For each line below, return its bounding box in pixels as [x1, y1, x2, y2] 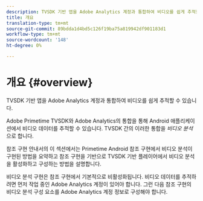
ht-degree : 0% [6, 43, 42, 49]
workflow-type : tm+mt [6, 31, 61, 37]
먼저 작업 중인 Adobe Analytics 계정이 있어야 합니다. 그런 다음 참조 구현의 [17, 180, 192, 188]
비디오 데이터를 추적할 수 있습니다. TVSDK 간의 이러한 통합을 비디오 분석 [22, 124, 193, 132]
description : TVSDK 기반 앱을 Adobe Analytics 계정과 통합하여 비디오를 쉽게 [6, 8, 185, 15]
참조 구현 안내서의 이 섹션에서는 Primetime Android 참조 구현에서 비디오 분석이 [6, 145, 193, 152]
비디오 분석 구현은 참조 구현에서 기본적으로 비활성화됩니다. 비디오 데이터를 [6, 173, 181, 180]
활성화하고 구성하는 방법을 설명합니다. [12, 160, 101, 167]
